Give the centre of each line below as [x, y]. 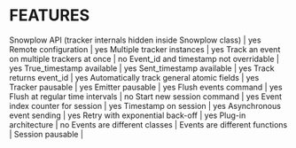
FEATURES [50, 16]
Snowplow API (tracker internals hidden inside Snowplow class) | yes [135, 40]
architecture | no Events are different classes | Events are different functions [148, 124]
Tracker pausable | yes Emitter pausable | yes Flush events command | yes [146, 87]
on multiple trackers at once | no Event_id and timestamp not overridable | [144, 58]
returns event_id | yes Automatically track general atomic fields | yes [134, 77]
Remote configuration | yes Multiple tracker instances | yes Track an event [145, 49]
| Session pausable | [47, 134]
